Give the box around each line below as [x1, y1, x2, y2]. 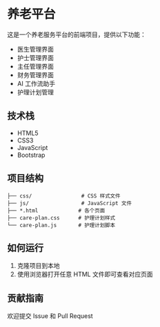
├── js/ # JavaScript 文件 [7, 200, 132, 207]
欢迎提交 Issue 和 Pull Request [7, 312, 93, 320]
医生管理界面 [17, 45, 54, 53]
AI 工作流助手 [17, 79, 56, 87]
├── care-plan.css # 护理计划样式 [7, 214, 116, 221]
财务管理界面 [17, 70, 54, 79]
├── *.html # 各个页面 [7, 207, 106, 214]
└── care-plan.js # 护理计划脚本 [7, 222, 116, 229]
